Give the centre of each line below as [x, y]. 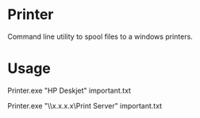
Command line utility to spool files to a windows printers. [100, 36]
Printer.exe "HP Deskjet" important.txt [69, 90]
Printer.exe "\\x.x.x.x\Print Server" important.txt [85, 105]
